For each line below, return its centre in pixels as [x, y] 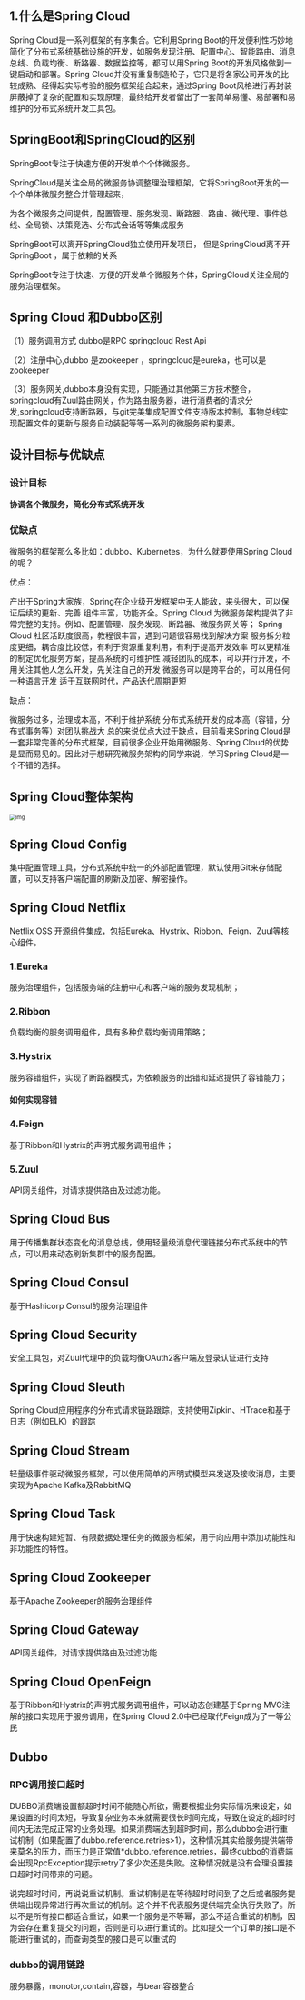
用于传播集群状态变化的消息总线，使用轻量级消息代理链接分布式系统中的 [144, 1242]
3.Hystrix [30, 1056]
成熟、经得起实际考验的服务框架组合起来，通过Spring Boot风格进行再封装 [154, 85]
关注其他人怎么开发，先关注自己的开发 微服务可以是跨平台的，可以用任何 [153, 670]
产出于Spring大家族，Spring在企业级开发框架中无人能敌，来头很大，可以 [145, 602]
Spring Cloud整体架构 [71, 797]
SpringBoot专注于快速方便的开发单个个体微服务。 [102, 163]
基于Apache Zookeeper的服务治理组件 [81, 1600]
